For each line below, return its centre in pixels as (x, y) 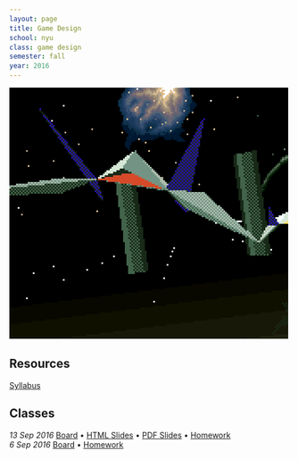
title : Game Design (46, 28)
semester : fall (37, 57)
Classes (32, 414)
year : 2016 (29, 66)
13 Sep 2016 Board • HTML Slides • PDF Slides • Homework (120, 435)
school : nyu (31, 38)
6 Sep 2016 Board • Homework (66, 444)
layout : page (33, 19)
